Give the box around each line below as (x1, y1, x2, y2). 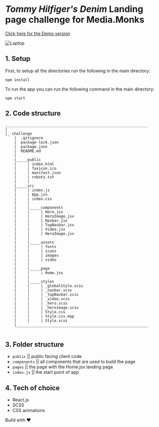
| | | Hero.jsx (14, 209, 64, 214)
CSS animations (12, 408, 45, 414)
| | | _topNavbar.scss (14, 292, 79, 297)
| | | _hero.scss (14, 301, 68, 306)
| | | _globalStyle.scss (14, 283, 83, 288)
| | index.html (14, 162, 55, 167)
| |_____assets (14, 240, 55, 245)
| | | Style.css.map (14, 314, 75, 319)
